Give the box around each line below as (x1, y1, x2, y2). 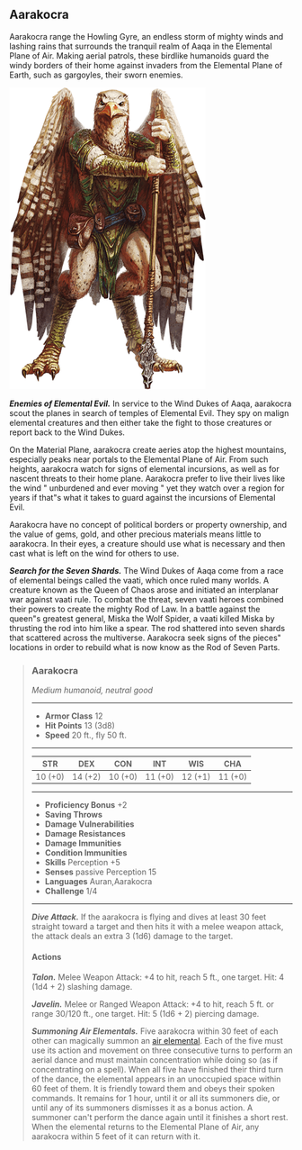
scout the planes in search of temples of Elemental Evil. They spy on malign (9, 407, 289, 418)
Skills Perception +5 (44, 857, 120, 868)
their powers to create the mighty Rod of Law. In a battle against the (9, 603, 261, 614)
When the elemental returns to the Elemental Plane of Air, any (31, 1121, 260, 1132)
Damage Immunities (44, 838, 122, 849)
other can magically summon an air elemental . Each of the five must (31, 1035, 283, 1046)
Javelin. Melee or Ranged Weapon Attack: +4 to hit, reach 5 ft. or (31, 999, 274, 1010)
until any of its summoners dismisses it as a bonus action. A (31, 1102, 253, 1113)
